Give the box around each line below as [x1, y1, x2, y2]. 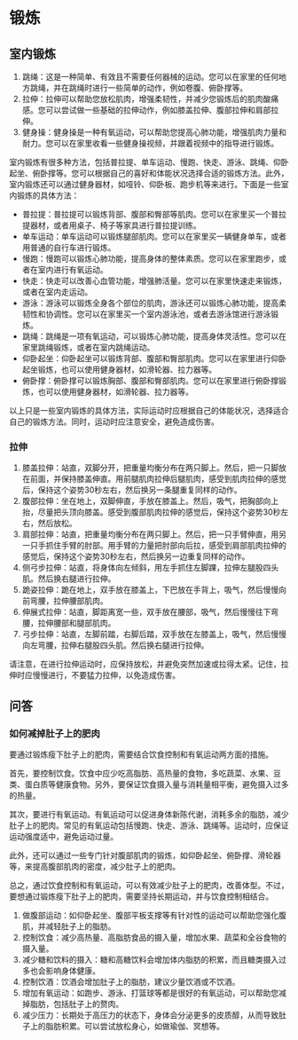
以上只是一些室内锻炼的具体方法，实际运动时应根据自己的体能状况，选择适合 [9, 406, 289, 415]
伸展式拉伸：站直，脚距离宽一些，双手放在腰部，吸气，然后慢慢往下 [21, 607, 271, 618]
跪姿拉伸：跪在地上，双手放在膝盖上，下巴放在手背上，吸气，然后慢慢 [21, 585, 279, 595]
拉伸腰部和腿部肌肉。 [37, 618, 116, 628]
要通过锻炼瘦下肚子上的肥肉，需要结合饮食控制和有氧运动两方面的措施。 [9, 749, 273, 760]
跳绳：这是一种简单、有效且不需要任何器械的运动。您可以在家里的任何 [21, 72, 279, 82]
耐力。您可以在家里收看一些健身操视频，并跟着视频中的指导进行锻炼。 [21, 138, 279, 148]
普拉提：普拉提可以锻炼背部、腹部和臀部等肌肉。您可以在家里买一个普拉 [21, 209, 286, 219]
